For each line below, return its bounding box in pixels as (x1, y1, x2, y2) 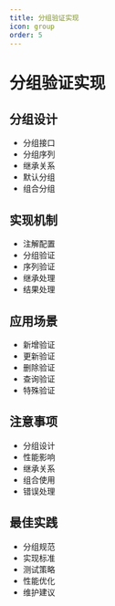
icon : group (9, 22, 55, 31)
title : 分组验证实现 (9, 13, 79, 23)
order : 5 (9, 30, 43, 39)
